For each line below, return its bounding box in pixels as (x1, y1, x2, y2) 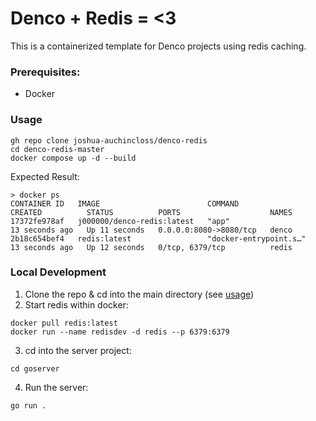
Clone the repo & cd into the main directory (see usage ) (24, 288, 255, 300)
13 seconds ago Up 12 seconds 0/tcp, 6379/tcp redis (10, 242, 293, 252)
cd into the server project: (24, 344, 132, 356)
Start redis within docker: (24, 298, 129, 311)
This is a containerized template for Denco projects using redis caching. (10, 40, 307, 52)
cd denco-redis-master (10, 144, 105, 154)
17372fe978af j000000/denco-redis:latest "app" (10, 216, 230, 226)
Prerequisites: (10, 65, 81, 79)
